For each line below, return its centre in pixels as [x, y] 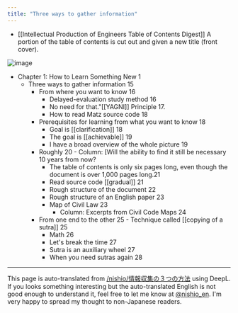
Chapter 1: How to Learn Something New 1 [79, 76]
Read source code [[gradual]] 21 [96, 182]
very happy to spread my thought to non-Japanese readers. [95, 301]
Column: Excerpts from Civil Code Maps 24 [123, 212]
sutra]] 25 [53, 227]
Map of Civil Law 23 [79, 204]
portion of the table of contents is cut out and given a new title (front [117, 41]
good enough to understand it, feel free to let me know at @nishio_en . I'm [114, 294]
